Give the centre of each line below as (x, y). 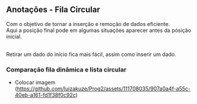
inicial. (14, 36)
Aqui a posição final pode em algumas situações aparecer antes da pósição (99, 30)
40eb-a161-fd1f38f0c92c (45, 95)
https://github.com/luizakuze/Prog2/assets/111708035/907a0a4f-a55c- (104, 89)
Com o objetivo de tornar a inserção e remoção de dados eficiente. (88, 24)
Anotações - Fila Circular (53, 10)
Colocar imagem (35, 83)
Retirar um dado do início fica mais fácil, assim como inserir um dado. (91, 54)
